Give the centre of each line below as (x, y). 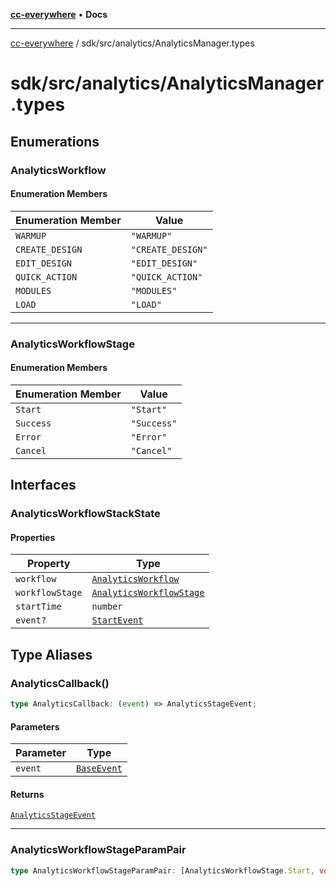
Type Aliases (51, 654)
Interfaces (43, 485)
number (107, 607)
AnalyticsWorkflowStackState (85, 514)
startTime (38, 607)
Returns (27, 794)
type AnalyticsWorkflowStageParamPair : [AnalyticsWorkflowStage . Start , (162, 870)
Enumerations (55, 141)
